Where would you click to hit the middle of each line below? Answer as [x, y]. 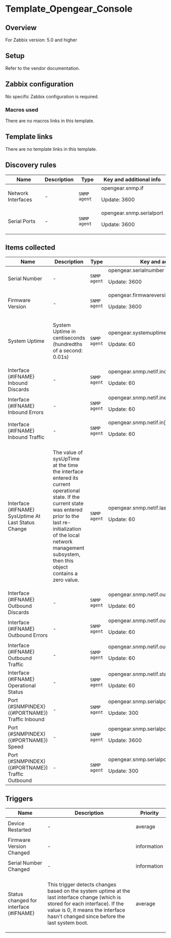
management [68, 548]
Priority [150, 813]
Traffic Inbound [26, 719]
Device [16, 823]
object [60, 567]
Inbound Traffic [26, 437]
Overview [21, 28]
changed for [22, 901]
